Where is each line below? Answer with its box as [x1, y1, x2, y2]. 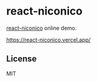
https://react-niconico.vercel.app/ [6, 36, 91, 43]
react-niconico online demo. [6, 24, 77, 32]
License [6, 53, 37, 64]
